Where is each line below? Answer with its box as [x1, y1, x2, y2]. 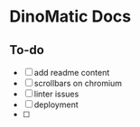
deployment [33, 99, 79, 110]
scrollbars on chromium [33, 78, 123, 88]
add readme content [33, 68, 110, 77]
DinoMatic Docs [9, 6, 132, 27]
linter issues [33, 88, 79, 99]
